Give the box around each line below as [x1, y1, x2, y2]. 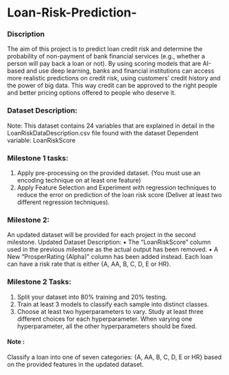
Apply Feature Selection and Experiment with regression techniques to [16, 183, 217, 192]
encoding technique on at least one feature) [16, 177, 142, 185]
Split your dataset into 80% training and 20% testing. [16, 293, 167, 301]
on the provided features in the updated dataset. [7, 360, 144, 368]
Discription [7, 30, 45, 39]
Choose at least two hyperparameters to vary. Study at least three [16, 307, 204, 315]
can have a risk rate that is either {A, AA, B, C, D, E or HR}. [7, 260, 171, 269]
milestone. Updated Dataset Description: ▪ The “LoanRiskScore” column [7, 238, 211, 247]
